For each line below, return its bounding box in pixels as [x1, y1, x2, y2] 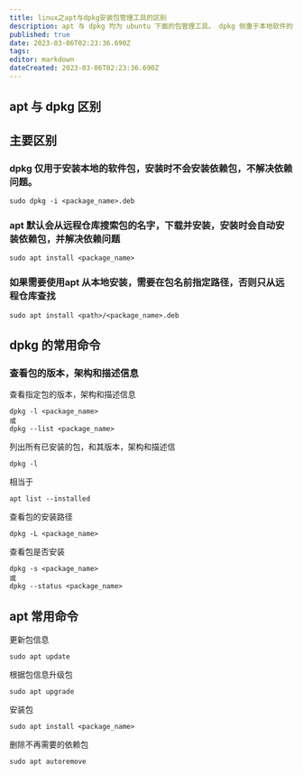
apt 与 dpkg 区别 [9, 99, 102, 115]
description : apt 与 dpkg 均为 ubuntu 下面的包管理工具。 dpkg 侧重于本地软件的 [9, 22, 293, 31]
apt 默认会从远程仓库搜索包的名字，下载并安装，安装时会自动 [9, 218, 276, 231]
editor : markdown [9, 55, 75, 64]
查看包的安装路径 [9, 512, 73, 522]
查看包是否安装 [9, 547, 65, 558]
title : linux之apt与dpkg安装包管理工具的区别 [9, 13, 167, 23]
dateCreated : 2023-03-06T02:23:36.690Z [9, 64, 160, 73]
